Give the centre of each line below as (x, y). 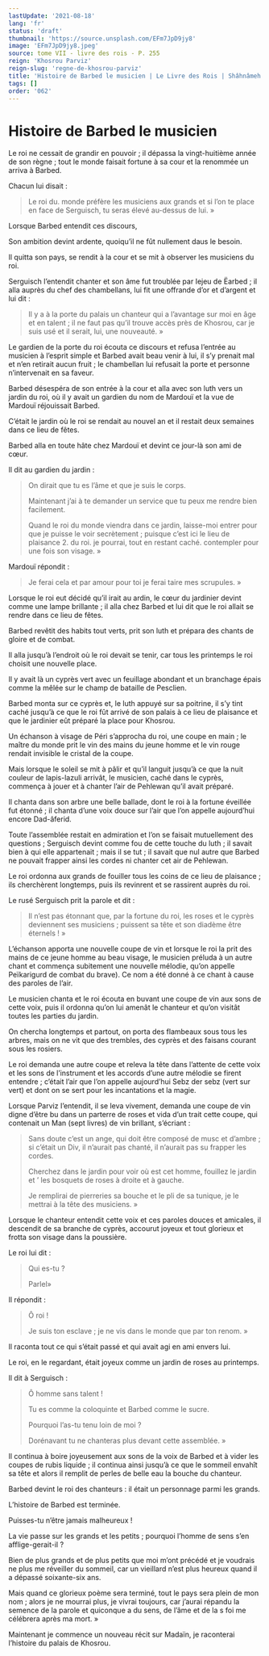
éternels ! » (47, 933)
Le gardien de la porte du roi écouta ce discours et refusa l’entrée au (122, 347)
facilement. (47, 510)
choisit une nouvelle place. (53, 664)
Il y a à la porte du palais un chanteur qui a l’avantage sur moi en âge (142, 314)
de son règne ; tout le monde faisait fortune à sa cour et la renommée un (128, 162)
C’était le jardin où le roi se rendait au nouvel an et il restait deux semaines (131, 422)
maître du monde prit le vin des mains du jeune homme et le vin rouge (124, 745)
